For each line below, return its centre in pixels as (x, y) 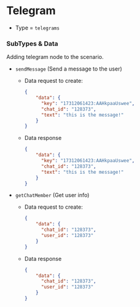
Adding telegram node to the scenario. (55, 57)
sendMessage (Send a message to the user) (69, 69)
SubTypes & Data (32, 44)
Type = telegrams (37, 28)
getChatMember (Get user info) (52, 195)
